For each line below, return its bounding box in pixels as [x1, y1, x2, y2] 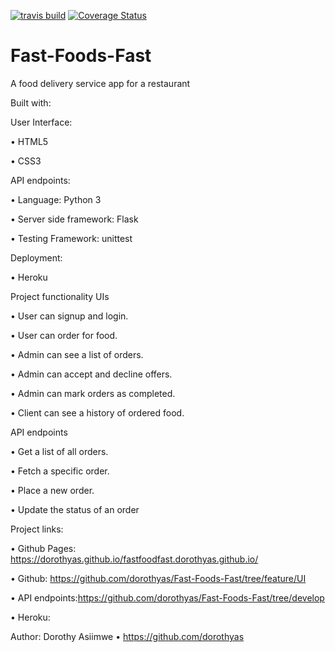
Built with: [10, 96, 52, 109]
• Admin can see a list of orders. [10, 348, 144, 360]
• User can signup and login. [10, 310, 129, 322]
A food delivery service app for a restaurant [10, 77, 191, 89]
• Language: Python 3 [10, 193, 102, 205]
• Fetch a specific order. [10, 465, 110, 477]
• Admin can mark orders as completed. [10, 387, 176, 399]
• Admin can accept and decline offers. [10, 368, 173, 380]
